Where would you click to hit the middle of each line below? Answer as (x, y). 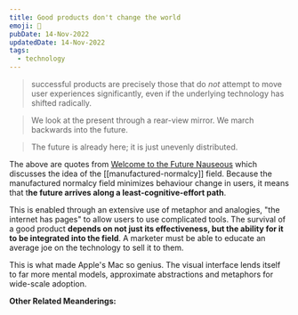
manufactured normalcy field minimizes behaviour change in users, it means (149, 183)
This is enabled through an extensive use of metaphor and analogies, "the (145, 210)
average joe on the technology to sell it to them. (97, 247)
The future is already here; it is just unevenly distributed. (134, 147)
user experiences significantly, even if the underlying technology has (157, 93)
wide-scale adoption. (48, 284)
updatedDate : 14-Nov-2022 (57, 42)
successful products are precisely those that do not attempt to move (157, 84)
